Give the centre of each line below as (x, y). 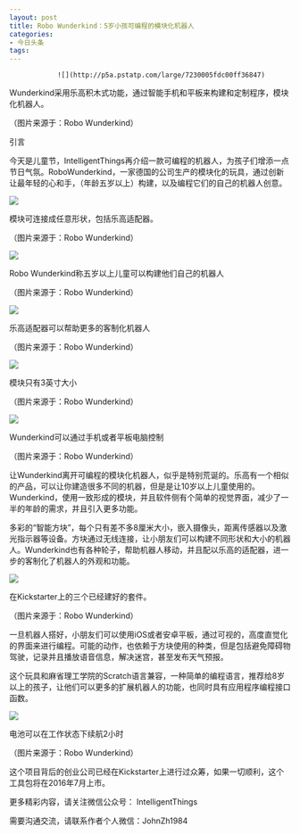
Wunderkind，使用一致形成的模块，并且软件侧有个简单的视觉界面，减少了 (145, 498)
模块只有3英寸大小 (43, 383)
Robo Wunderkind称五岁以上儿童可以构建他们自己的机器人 (117, 274)
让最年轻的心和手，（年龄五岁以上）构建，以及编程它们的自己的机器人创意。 (148, 183)
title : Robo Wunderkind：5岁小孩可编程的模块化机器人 (102, 26)
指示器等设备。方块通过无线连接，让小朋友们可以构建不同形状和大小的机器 (154, 539)
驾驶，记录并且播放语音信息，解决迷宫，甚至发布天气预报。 (119, 657)
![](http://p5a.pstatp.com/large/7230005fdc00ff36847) (161, 75)
